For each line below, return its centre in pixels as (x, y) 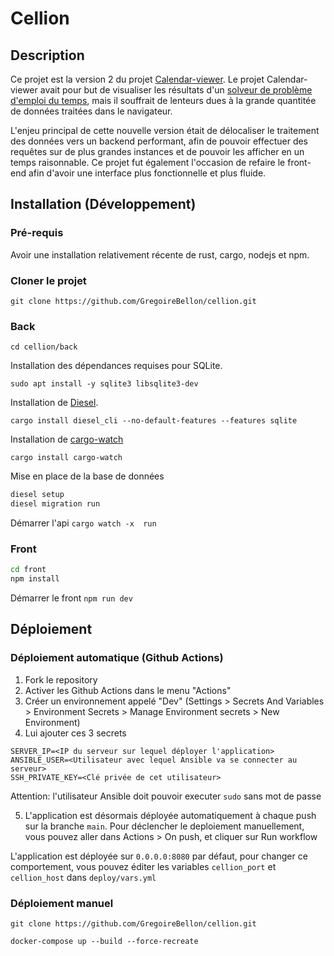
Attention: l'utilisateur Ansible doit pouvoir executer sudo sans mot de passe (166, 796)
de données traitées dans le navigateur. (91, 111)
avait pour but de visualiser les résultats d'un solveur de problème (176, 90)
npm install (35, 579)
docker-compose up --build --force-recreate (104, 942)
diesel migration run (55, 504)
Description (47, 55)
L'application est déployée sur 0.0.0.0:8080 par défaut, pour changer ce (159, 856)
